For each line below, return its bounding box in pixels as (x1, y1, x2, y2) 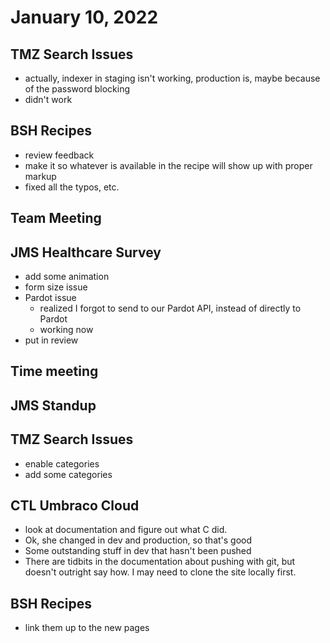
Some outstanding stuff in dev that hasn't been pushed (24, 545, 252, 557)
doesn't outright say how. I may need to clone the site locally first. (24, 566, 297, 578)
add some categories (24, 468, 113, 480)
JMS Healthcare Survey (10, 244, 162, 261)
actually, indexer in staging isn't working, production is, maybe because (24, 72, 321, 84)
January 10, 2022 (10, 6, 159, 29)
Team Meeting (10, 210, 102, 227)
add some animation (24, 271, 110, 283)
